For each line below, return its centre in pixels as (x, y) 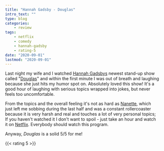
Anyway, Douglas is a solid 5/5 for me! (44, 134)
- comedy (23, 42)
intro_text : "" (21, 14)
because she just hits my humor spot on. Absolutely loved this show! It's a (80, 84)
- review (23, 28)
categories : (17, 23)
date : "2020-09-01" (25, 55)
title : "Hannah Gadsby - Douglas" (40, 10)
